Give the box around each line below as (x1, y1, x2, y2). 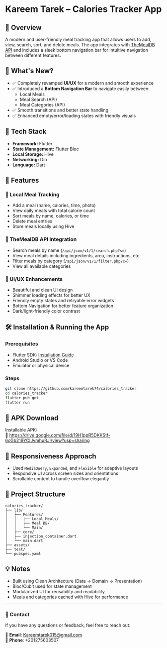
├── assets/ (5, 542, 30, 547)
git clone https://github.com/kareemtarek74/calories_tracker (5, 386, 137, 391)
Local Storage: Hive (12, 151, 54, 157)
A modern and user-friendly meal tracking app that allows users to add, (5, 36, 152, 42)
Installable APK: (5, 427, 37, 433)
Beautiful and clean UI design (12, 287, 73, 293)
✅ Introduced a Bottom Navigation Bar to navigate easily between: (12, 86, 150, 92)
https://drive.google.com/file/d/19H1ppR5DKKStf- (9, 432, 111, 438)
